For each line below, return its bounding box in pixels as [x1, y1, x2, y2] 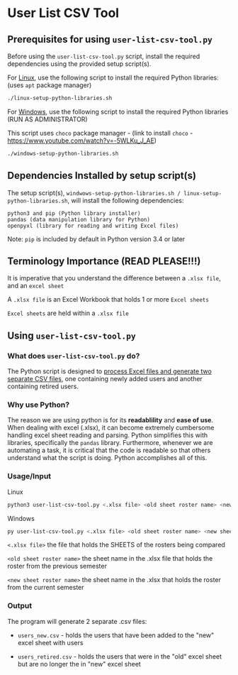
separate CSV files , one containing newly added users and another [7, 375, 203, 383]
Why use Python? [7, 400, 69, 410]
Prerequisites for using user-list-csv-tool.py [7, 33, 212, 45]
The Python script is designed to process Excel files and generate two [7, 367, 212, 375]
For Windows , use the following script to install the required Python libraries [7, 107, 229, 116]
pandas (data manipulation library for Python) [7, 216, 151, 223]
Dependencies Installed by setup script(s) [7, 170, 197, 182]
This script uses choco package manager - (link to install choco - [7, 128, 193, 137]
